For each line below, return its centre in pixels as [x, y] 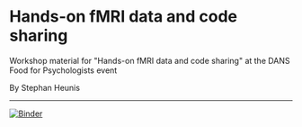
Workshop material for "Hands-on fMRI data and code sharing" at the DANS [150, 60]
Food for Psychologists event [63, 70]
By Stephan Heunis [45, 87]
